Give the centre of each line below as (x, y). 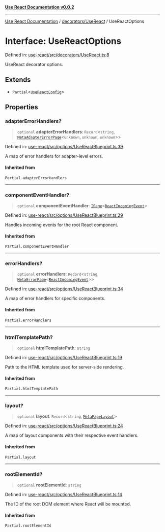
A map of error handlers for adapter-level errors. (54, 156)
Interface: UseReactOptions (63, 41)
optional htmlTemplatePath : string (54, 348)
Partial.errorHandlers (28, 320)
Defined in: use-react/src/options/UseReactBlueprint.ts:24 (64, 426)
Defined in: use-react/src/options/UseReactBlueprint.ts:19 (64, 357)
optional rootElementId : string (49, 485)
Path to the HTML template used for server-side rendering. (65, 367)
